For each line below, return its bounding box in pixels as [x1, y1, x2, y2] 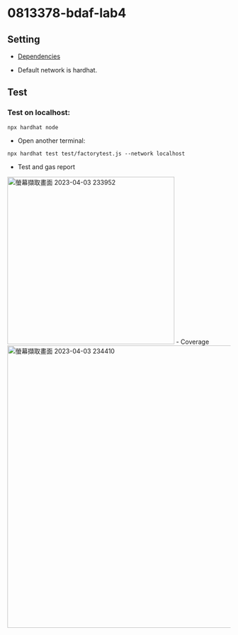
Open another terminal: [17, 136, 86, 145]
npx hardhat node [7, 124, 59, 131]
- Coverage [176, 337, 210, 346]
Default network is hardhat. [17, 66, 98, 74]
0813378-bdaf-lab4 [7, 5, 127, 21]
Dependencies [17, 52, 61, 60]
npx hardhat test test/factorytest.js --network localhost [7, 150, 186, 157]
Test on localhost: [7, 108, 71, 118]
